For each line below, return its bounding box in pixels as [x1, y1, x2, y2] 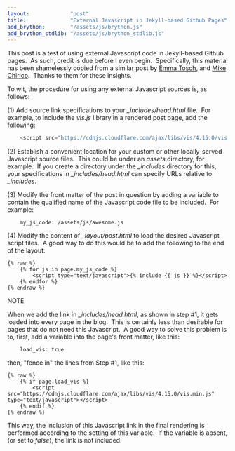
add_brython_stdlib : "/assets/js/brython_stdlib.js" [7, 29, 165, 37]
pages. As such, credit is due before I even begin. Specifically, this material [7, 57, 228, 65]
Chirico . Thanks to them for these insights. [7, 72, 132, 80]
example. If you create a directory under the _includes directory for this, [7, 162, 217, 170]
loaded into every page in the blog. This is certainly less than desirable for [7, 318, 223, 326]
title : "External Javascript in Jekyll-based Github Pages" [7, 17, 228, 24]
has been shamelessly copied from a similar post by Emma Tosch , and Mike [7, 64, 227, 72]
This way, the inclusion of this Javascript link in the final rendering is [7, 422, 205, 430]
